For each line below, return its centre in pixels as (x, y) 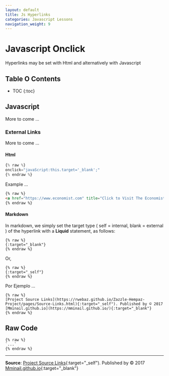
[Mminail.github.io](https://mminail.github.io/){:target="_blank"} (78, 308)
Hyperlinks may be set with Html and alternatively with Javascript (73, 63)
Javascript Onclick (45, 49)
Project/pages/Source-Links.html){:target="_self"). (62, 304)
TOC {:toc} (24, 91)
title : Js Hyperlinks (28, 15)
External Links (23, 132)
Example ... (17, 184)
